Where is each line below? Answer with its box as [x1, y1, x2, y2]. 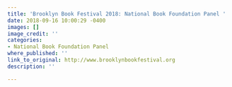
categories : [7, 37, 42, 44]
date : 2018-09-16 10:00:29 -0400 [7, 17, 106, 24]
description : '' [7, 63, 55, 70]
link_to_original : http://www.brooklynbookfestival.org [7, 57, 175, 64]
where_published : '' [7, 50, 69, 57]
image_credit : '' [7, 30, 59, 37]
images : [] [7, 23, 40, 30]
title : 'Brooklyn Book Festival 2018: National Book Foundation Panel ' [7, 10, 226, 18]
